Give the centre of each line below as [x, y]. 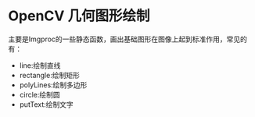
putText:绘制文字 [47, 104]
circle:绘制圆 [40, 94]
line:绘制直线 [40, 65]
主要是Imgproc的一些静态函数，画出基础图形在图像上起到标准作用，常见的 [128, 39]
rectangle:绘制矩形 [49, 75]
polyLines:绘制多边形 [53, 85]
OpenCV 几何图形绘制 [79, 16]
